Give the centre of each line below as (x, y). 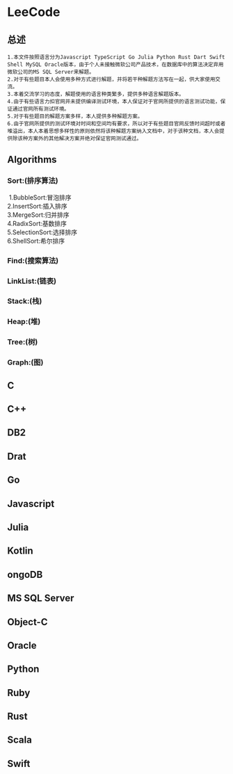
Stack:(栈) (25, 301)
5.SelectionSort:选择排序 (42, 232)
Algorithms (32, 160)
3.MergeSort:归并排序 (38, 215)
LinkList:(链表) (32, 281)
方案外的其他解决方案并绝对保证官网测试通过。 (85, 138)
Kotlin (20, 551)
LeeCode (34, 12)
